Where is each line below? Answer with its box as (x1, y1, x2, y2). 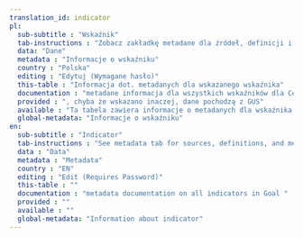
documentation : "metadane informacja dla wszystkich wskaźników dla (17, 88, 284, 97)
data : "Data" (17, 147, 70, 156)
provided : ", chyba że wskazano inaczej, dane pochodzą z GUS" (17, 96, 264, 106)
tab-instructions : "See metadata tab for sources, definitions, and (17, 139, 284, 148)
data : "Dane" (17, 47, 67, 56)
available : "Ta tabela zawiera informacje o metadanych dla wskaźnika (17, 105, 293, 114)
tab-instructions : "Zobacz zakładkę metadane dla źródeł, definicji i (17, 38, 293, 48)
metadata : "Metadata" (17, 155, 103, 165)
